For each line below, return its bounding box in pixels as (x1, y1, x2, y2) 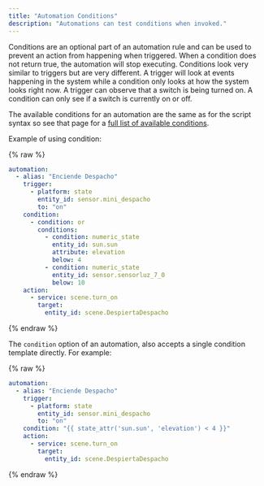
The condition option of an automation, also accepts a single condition (8, 339, 246, 349)
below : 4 (51, 256, 82, 264)
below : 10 (51, 278, 85, 287)
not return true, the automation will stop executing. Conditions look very (8, 59, 249, 69)
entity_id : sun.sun (51, 241, 118, 249)
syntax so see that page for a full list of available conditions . (8, 118, 210, 128)
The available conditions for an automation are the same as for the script (8, 109, 252, 119)
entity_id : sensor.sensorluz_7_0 (51, 271, 165, 279)
